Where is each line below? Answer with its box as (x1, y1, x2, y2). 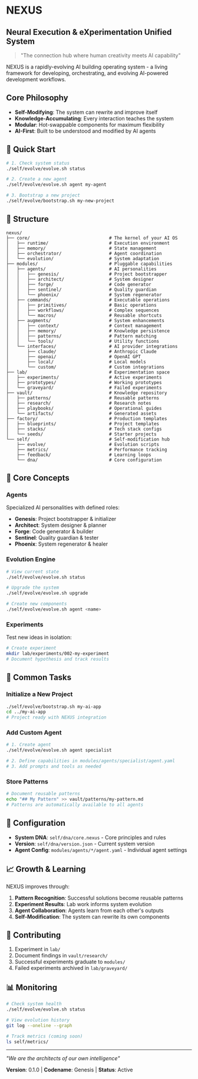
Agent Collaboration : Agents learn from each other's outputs (14, 907, 164, 914)
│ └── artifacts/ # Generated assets (6, 411, 157, 416)
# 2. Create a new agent (6, 176, 67, 182)
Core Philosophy (6, 93, 69, 103)
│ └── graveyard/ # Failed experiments (6, 385, 162, 391)
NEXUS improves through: (6, 883, 70, 890)
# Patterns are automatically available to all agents (6, 802, 144, 808)
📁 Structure (6, 214, 49, 224)
